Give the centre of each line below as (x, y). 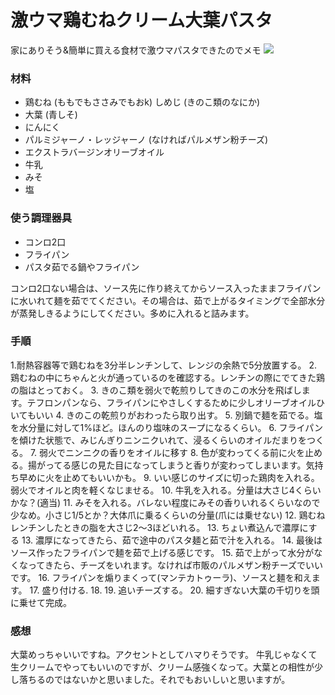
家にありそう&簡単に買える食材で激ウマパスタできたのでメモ (136, 50)
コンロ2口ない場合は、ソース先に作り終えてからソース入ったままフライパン (166, 288)
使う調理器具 (41, 218)
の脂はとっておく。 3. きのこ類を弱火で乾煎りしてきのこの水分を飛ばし (156, 390)
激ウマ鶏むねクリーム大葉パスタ (141, 20)
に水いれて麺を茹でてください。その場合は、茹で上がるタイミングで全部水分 (168, 300)
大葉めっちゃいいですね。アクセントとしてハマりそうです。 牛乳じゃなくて (164, 655)
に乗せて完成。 (41, 602)
